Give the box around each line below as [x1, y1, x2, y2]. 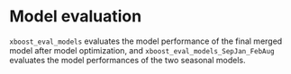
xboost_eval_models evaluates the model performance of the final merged [9, 36, 283, 46]
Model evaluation [9, 6, 142, 27]
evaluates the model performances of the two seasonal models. [9, 54, 246, 65]
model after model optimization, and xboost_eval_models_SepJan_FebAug [9, 45, 275, 55]
